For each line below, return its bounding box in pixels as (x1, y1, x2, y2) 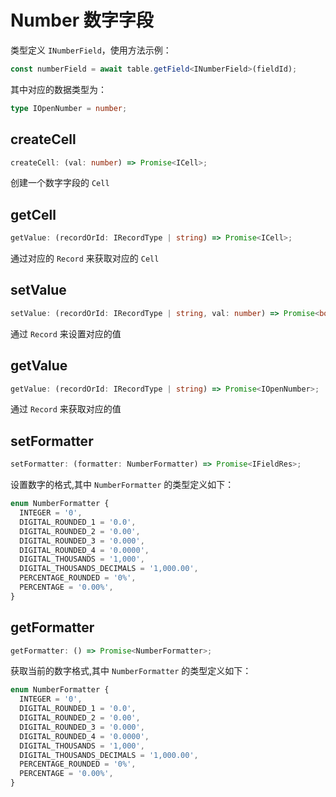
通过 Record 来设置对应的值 (10, 327, 122, 340)
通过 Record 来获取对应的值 (10, 403, 122, 415)
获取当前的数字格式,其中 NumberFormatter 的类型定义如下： (10, 665, 252, 677)
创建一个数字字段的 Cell (10, 177, 110, 189)
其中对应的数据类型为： (10, 83, 107, 95)
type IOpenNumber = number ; (10, 103, 128, 113)
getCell (10, 206, 57, 223)
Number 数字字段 (10, 9, 154, 32)
